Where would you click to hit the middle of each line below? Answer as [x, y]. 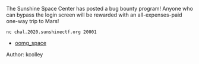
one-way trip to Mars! [33, 21]
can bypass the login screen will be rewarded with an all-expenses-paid [94, 15]
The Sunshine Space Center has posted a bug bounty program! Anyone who [99, 9]
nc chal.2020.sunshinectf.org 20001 [51, 32]
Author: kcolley [25, 55]
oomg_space [30, 43]
